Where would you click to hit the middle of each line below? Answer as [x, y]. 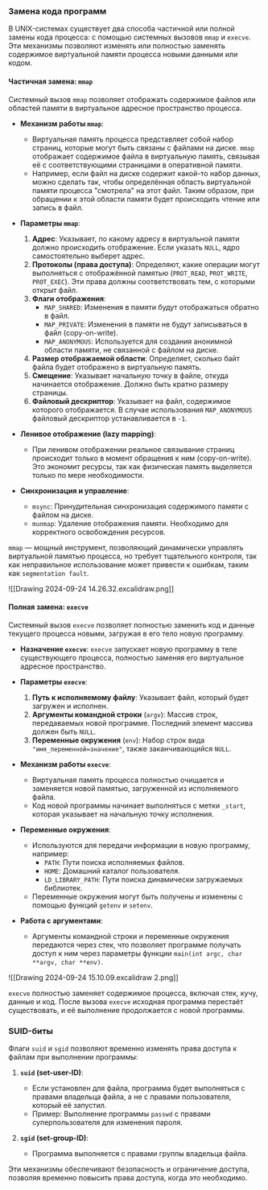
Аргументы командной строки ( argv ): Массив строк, [125, 714]
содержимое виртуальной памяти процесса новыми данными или [123, 55]
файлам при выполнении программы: [73, 1057]
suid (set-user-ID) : [52, 1073]
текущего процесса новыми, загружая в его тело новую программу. [127, 633]
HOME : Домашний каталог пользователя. [112, 871]
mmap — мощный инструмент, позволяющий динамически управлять [126, 547]
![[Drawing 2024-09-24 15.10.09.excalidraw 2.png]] [93, 977]
